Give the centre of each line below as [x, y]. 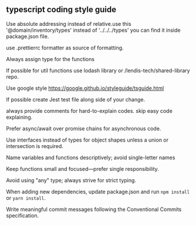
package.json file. [28, 36]
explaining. [19, 117]
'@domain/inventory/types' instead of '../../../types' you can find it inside [93, 30]
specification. [23, 215]
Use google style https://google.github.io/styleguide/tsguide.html [85, 88]
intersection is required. [35, 146]
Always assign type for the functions [50, 59]
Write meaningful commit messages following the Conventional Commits [94, 209]
